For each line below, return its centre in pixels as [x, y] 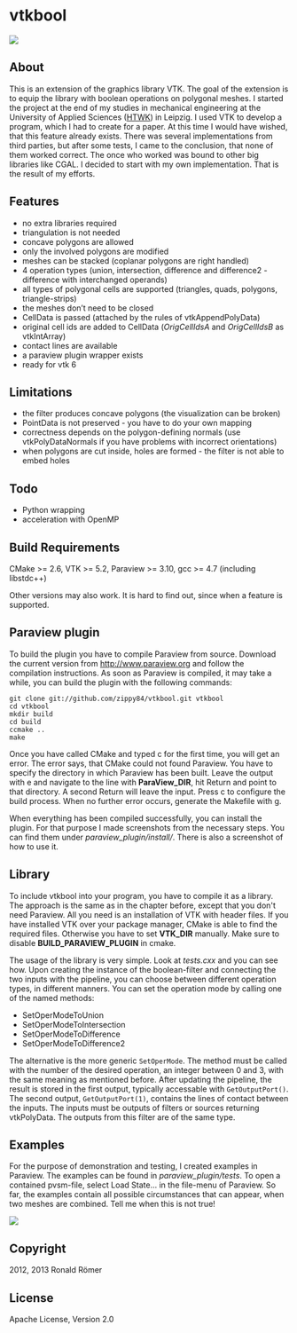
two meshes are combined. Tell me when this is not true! [112, 1204]
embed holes [46, 461]
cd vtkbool [29, 706]
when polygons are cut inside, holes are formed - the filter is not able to [153, 451]
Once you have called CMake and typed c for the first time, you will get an [145, 753]
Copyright [38, 1248]
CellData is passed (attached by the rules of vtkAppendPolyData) [141, 317]
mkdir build [31, 714]
